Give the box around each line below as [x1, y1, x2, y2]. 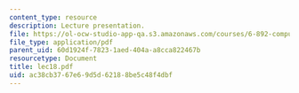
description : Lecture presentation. [9, 21, 145, 30]
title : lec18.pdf [9, 63, 74, 72]
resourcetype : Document [9, 54, 98, 63]
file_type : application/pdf [9, 37, 114, 47]
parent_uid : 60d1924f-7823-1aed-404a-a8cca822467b [9, 46, 201, 55]
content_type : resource [9, 12, 98, 22]
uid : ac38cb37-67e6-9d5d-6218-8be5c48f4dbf [9, 71, 174, 80]
